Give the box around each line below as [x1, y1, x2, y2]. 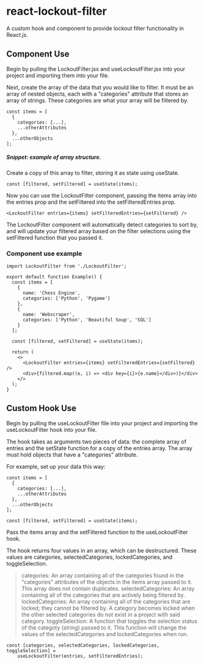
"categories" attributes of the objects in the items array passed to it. [21, 578, 192, 585]
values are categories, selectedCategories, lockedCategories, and [6, 553, 173, 561]
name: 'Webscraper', [22, 312, 75, 318]
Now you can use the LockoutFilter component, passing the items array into [6, 191, 197, 199]
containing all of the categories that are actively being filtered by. [21, 591, 185, 599]
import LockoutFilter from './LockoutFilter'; [6, 263, 127, 269]
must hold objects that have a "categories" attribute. [6, 451, 138, 458]
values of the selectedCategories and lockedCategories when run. [21, 630, 188, 637]
